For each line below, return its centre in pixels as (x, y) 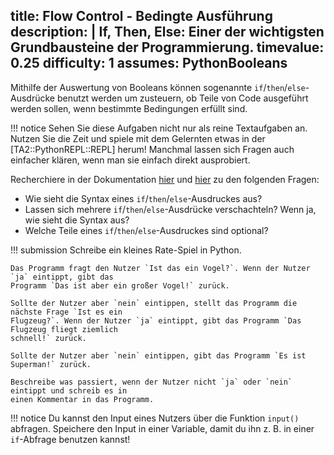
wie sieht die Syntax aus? (77, 220)
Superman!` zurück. (51, 364)
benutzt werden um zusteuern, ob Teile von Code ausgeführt (182, 98)
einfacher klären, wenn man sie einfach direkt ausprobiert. (130, 160)
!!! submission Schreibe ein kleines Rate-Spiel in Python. (126, 250)
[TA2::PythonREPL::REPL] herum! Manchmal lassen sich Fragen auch (152, 149)
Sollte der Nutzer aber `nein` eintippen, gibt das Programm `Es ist (158, 355)
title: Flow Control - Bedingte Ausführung (141, 16)
